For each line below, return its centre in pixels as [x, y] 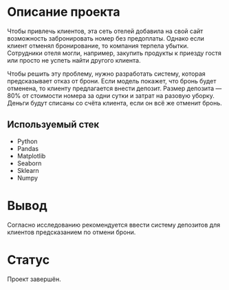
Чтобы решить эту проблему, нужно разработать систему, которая [107, 74]
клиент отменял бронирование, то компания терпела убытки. [98, 45]
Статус [29, 260]
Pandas [28, 148]
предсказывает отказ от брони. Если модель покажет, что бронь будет [112, 81]
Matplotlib [31, 156]
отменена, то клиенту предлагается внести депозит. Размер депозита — [115, 88]
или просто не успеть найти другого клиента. [74, 60]
